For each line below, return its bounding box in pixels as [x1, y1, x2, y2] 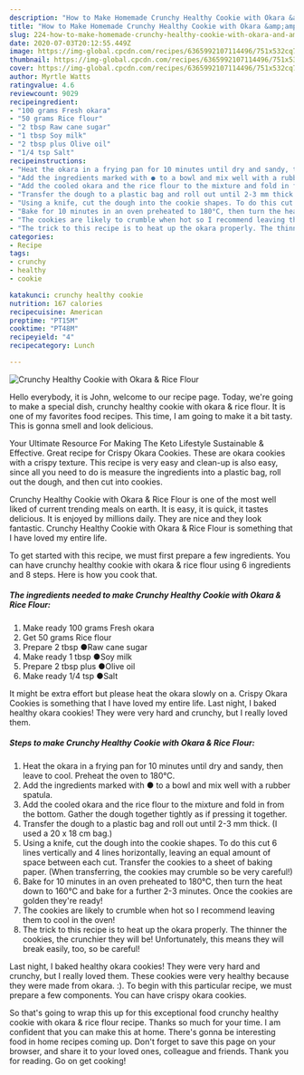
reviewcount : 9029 [9, 89, 79, 98]
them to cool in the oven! [22, 914, 116, 925]
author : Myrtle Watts [9, 72, 91, 82]
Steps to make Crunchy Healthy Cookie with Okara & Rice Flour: [9, 737, 255, 748]
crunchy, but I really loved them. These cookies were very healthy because [9, 970, 290, 981]
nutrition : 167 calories [9, 299, 103, 308]
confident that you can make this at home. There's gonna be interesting [9, 1026, 276, 1037]
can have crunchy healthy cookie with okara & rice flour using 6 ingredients [9, 559, 291, 571]
